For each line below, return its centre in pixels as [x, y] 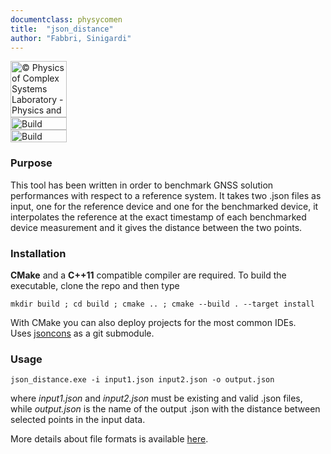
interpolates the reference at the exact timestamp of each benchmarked [158, 217]
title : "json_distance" [62, 29]
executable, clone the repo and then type [95, 285]
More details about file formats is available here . [109, 439]
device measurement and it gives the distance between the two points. [156, 227]
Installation [38, 253]
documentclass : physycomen [66, 19]
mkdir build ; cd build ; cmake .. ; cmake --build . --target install [162, 304]
